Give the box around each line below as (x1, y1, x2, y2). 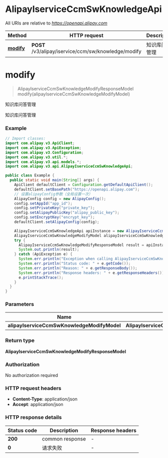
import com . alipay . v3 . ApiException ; (5, 145, 81, 150)
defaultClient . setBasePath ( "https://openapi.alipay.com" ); (14, 186, 140, 192)
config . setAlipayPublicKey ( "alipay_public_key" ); (14, 210, 120, 215)
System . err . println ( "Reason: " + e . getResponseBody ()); (18, 265, 137, 270)
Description (49, 426, 78, 433)
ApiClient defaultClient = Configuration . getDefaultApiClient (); (14, 182, 153, 187)
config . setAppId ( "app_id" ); (14, 201, 72, 206)
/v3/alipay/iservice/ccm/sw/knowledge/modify (31, 47, 141, 54)
